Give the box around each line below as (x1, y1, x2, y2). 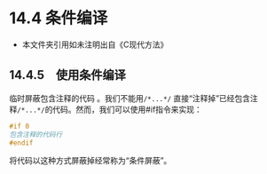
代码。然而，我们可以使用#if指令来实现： (52, 104, 202, 115)
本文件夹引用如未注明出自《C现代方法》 (21, 39, 169, 50)
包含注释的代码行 (9, 130, 63, 138)
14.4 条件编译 (9, 8, 108, 28)
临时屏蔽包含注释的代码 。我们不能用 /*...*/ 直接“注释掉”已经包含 (9, 92, 251, 103)
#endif (9, 138, 34, 147)
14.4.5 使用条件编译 (9, 67, 126, 83)
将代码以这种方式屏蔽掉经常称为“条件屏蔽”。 (9, 155, 172, 166)
